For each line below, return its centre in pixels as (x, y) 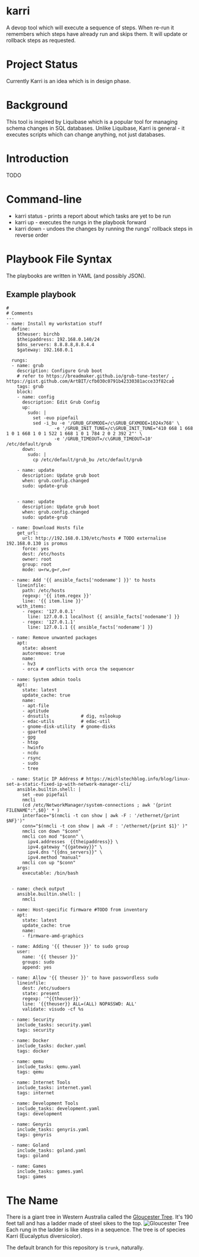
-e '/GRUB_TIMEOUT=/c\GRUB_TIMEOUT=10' (103, 439)
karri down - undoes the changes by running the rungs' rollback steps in (104, 228)
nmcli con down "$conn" (52, 832)
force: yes (35, 549)
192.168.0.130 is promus (37, 544)
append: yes (37, 968)
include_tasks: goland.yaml (52, 1151)
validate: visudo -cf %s (53, 1009)
